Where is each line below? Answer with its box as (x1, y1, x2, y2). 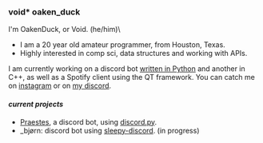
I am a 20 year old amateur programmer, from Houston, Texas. (19, 40, 225, 50)
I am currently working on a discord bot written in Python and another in (8, 64, 245, 73)
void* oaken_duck (8, 6, 81, 18)
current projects (8, 99, 64, 109)
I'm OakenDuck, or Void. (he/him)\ (8, 25, 122, 34)
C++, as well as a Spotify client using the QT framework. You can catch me (8, 73, 256, 82)
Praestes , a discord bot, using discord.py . (19, 117, 157, 126)
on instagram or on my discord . (8, 81, 112, 90)
